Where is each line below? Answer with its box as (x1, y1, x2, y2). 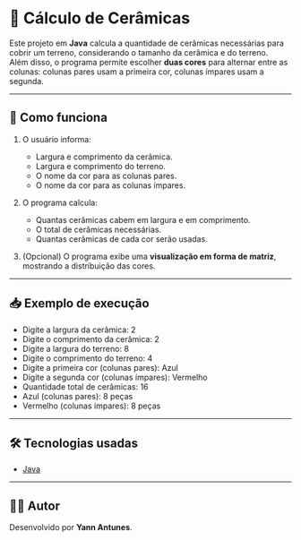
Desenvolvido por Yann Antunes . (9, 522, 133, 533)
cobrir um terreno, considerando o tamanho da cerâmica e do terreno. (9, 47, 269, 57)
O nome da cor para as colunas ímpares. (35, 179, 186, 191)
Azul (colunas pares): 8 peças (21, 390, 133, 401)
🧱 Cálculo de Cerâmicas (9, 8, 191, 29)
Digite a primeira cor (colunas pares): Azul (21, 362, 179, 373)
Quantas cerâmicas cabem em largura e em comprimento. (35, 214, 251, 225)
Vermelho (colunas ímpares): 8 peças (21, 400, 161, 411)
